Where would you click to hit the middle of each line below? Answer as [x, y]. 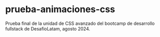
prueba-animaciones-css [60, 9]
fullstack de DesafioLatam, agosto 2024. [48, 28]
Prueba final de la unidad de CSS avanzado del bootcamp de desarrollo [80, 23]
